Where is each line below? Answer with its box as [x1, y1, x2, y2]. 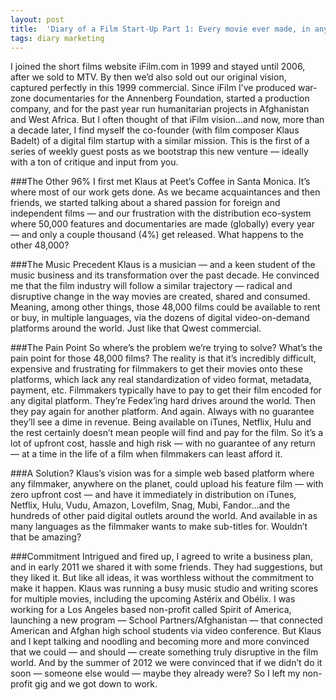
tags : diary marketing [10, 33, 105, 43]
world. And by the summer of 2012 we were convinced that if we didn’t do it [10, 657, 323, 669]
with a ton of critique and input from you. [10, 156, 179, 168]
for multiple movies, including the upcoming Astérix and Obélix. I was [10, 593, 296, 605]
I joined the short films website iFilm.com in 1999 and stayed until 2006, [10, 61, 306, 73]
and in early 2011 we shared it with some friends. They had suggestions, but [10, 561, 323, 573]
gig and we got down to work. [34, 678, 158, 690]
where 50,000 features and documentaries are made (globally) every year [10, 218, 316, 230]
